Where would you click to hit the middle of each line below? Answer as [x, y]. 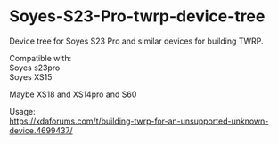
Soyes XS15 [31, 76]
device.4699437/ [41, 130]
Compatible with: [41, 58]
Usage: [22, 111]
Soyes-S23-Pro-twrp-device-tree [137, 16]
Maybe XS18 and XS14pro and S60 [73, 94]
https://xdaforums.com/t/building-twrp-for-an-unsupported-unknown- [139, 121]
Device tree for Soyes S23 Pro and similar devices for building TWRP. [137, 41]
